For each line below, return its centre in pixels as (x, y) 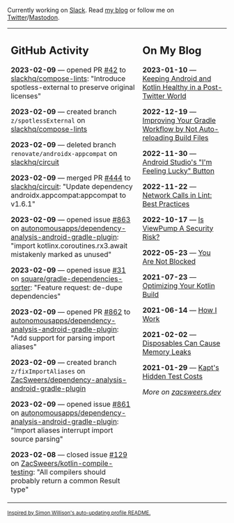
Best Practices (166, 203)
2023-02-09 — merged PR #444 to (71, 178)
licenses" (26, 95)
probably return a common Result (65, 481)
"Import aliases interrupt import (62, 430)
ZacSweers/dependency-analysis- (69, 380)
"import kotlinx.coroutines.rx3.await (69, 245)
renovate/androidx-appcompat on (64, 153)
